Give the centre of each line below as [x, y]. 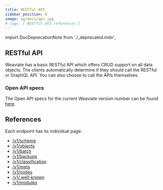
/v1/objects [23, 146]
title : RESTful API [25, 10]
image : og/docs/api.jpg [30, 19]
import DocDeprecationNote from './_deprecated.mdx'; [61, 37]
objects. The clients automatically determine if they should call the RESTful [81, 70]
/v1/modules [25, 183]
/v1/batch [22, 151]
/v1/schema [24, 141]
